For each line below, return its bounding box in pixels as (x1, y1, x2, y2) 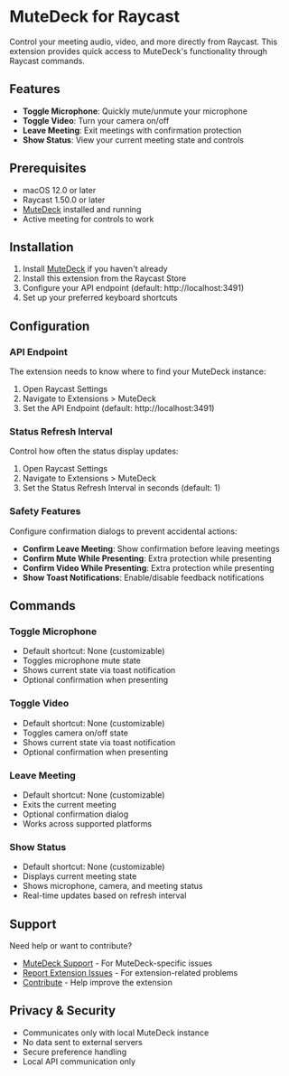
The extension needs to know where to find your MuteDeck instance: (9, 366, 266, 377)
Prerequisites (9, 161, 87, 176)
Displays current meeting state (22, 871, 137, 882)
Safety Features (9, 505, 81, 518)
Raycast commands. (9, 55, 86, 66)
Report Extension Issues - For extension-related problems (22, 968, 238, 978)
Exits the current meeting (22, 799, 117, 809)
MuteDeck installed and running (22, 203, 142, 214)
